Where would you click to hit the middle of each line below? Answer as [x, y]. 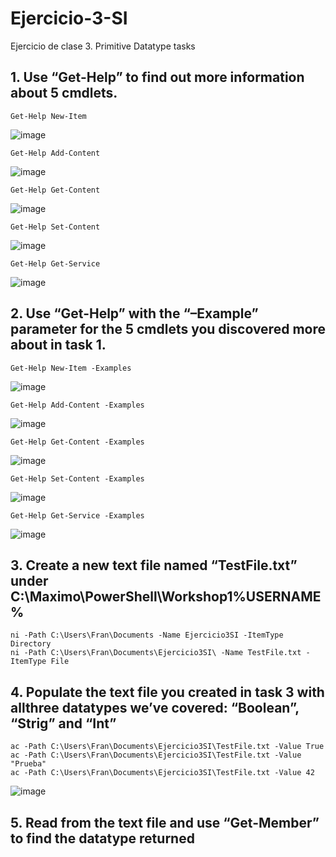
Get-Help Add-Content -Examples [77, 405]
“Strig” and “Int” [63, 723]
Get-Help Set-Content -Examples [77, 478]
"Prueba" [28, 764]
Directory [31, 644]
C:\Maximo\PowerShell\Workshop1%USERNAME [166, 596]
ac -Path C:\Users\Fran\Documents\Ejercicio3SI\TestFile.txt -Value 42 [162, 773]
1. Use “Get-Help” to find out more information [157, 77]
